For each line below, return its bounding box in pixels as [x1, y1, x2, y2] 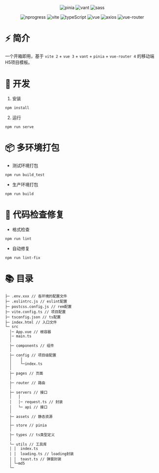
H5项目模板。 [5, 59, 33, 65]
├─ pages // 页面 [9, 371, 44, 376]
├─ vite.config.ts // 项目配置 [5, 309, 66, 314]
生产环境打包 [12, 181, 38, 187]
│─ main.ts [9, 333, 32, 339]
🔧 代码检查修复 [5, 209, 65, 220]
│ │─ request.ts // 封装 [9, 399, 63, 404]
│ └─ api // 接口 [9, 405, 48, 410]
